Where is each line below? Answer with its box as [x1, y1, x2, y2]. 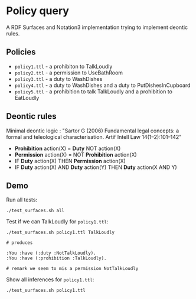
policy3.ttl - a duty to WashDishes [14, 75, 103, 82]
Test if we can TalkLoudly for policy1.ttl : [6, 218, 109, 225]
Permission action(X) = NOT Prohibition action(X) [14, 151, 137, 158]
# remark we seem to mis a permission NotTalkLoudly [6, 266, 139, 272]
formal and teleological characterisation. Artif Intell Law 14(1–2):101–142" [6, 133, 182, 140]
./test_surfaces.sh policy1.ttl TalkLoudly [6, 229, 115, 236]
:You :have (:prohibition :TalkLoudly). [6, 255, 107, 261]
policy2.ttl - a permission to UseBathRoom [14, 69, 123, 76]
